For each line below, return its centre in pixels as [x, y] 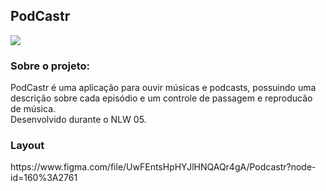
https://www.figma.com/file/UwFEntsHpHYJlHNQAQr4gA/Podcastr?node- [163, 167]
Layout [27, 146]
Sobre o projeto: [50, 66]
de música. [33, 109]
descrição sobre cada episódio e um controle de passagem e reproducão [161, 98]
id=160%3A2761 [44, 178]
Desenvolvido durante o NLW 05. [78, 120]
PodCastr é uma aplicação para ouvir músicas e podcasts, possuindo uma [163, 88]
